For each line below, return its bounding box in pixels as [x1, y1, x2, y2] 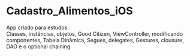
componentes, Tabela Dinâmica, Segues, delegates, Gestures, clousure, [6, 36, 184, 43]
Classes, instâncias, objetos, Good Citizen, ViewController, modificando [6, 30, 183, 37]
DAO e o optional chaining [6, 43, 71, 50]
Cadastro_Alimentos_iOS [6, 4, 133, 18]
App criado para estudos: [6, 24, 69, 31]
